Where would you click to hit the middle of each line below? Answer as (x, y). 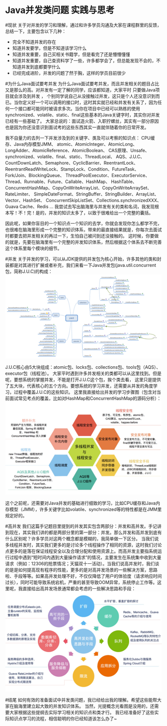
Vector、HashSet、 (25, 200)
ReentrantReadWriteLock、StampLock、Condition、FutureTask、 (72, 169)
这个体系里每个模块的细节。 (34, 248)
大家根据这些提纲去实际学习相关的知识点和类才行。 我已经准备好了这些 (82, 713)
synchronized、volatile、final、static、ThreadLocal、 (60, 156)
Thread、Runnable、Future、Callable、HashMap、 (58, 181)
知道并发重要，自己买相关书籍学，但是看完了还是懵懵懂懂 (71, 54)
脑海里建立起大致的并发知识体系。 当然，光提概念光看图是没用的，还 (84, 706)
